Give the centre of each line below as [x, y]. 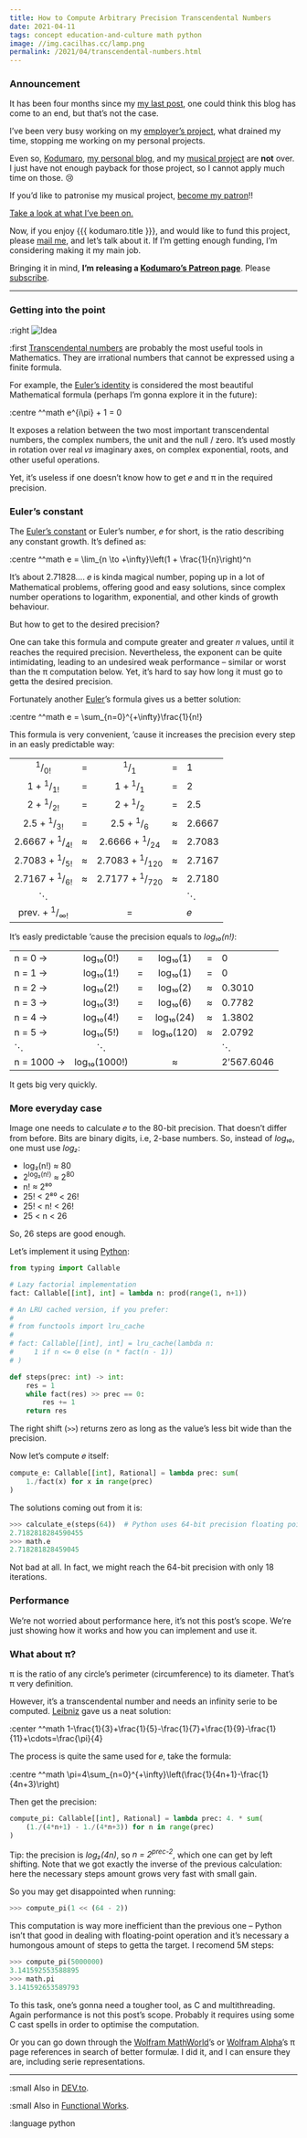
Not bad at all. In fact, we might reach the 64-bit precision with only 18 [142, 1567]
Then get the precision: [53, 1802]
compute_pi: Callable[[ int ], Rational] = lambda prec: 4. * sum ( [136, 1818]
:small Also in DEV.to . [49, 2088]
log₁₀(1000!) [101, 1063]
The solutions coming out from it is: [76, 1508]
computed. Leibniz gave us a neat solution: [90, 1710]
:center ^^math [37, 1729]
